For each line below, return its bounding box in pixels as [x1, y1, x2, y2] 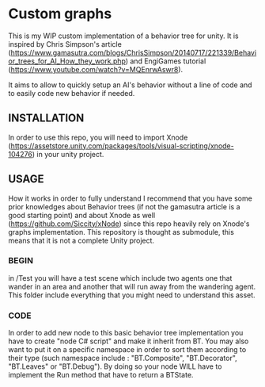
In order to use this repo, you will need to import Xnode [8, 132, 188, 142]
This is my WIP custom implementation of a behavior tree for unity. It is [8, 31, 239, 40]
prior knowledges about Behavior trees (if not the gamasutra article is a [8, 201, 240, 211]
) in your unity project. [32, 149, 104, 159]
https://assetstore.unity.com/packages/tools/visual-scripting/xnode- [10, 140, 235, 151]
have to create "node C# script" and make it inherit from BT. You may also [8, 336, 249, 346]
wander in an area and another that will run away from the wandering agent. [8, 282, 256, 291]
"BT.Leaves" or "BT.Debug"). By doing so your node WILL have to [8, 362, 222, 371]
